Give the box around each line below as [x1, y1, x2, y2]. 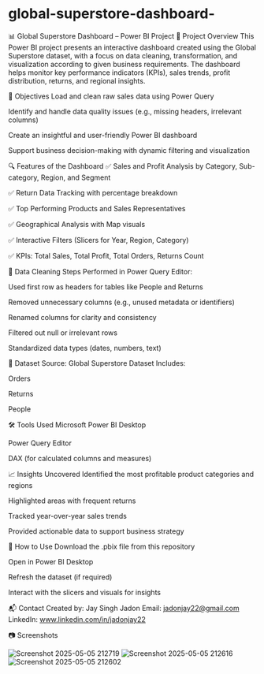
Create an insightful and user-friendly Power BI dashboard [8, 130, 198, 140]
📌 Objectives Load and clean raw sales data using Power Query [8, 91, 214, 101]
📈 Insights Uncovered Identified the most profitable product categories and [8, 469, 255, 479]
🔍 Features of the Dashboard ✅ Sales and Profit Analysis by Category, [8, 161, 238, 170]
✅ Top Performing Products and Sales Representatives [8, 203, 186, 213]
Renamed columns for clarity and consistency [8, 312, 157, 322]
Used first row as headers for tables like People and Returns [8, 281, 203, 292]
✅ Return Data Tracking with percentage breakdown [8, 188, 178, 197]
